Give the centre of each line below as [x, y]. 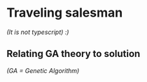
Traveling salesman [65, 13]
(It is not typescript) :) [38, 32]
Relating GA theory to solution [73, 54]
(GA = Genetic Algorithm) [43, 70]
